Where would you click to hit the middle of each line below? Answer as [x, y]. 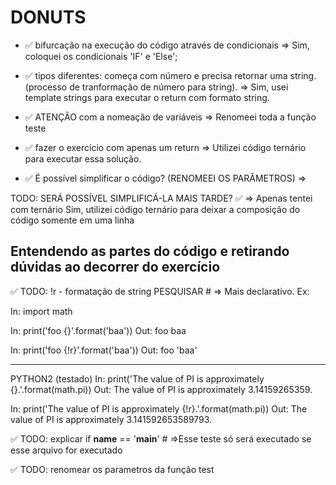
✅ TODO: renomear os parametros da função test [112, 469]
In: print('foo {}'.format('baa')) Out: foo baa [98, 330]
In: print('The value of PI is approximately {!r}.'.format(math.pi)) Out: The [159, 408]
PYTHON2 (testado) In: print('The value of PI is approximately [137, 378]
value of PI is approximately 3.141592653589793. [111, 419]
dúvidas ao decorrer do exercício [115, 267]
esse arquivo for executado [66, 450]
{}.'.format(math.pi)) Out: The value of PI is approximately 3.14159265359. [161, 389]
